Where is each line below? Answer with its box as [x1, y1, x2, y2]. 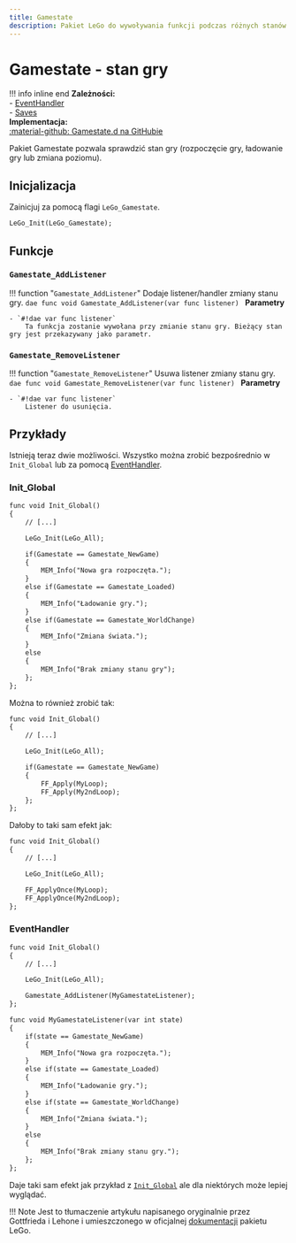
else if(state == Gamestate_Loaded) [25, 1065, 161, 1074]
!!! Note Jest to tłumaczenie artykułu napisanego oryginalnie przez [9, 1206, 251, 1216]
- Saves [9, 107, 38, 118]
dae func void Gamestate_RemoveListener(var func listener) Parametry [9, 378, 281, 388]
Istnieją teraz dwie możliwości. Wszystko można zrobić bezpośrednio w [9, 449, 271, 460]
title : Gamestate [9, 12, 73, 22]
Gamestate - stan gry [9, 59, 169, 80]
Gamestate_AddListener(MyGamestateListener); [25, 992, 196, 1001]
